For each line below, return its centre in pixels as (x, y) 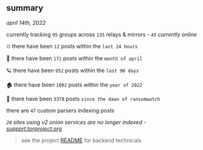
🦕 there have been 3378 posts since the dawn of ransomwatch (83, 99)
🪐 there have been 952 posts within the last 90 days (73, 70)
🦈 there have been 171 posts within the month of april (74, 58)
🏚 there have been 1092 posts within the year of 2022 (74, 85)
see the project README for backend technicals (81, 140)
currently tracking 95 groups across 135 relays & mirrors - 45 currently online (102, 34)
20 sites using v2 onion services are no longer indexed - (76, 122)
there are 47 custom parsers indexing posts (60, 110)
